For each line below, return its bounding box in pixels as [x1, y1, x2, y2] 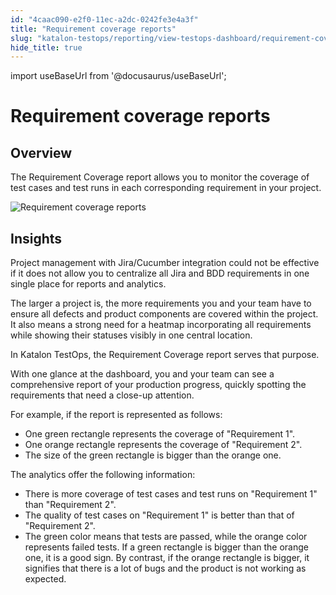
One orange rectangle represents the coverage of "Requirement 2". [24, 439, 303, 451]
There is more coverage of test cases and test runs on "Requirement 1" [24, 488, 318, 500]
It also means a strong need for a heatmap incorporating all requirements [10, 319, 312, 331]
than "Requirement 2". [24, 499, 117, 511]
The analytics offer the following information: [10, 469, 196, 481]
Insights [10, 230, 63, 247]
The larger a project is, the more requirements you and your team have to [10, 297, 312, 310]
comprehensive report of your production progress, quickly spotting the [10, 379, 307, 391]
